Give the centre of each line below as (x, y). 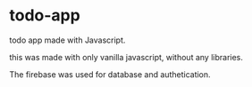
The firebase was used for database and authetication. (110, 74)
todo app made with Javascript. (67, 40)
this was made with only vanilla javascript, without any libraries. (126, 57)
